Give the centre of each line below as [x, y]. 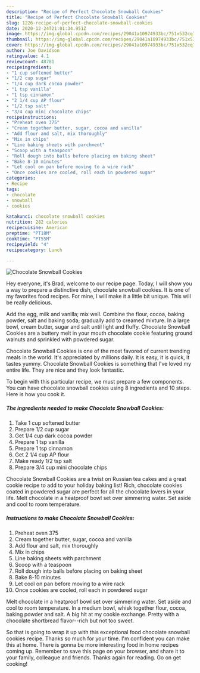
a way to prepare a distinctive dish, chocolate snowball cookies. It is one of [98, 290]
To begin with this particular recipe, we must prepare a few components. [95, 382]
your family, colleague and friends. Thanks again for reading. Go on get [94, 657]
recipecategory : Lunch [34, 250]
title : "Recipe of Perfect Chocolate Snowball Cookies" [77, 17]
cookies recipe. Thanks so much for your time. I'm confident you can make [98, 638]
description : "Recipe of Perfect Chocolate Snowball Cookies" [85, 12]
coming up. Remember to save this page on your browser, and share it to [95, 652]
